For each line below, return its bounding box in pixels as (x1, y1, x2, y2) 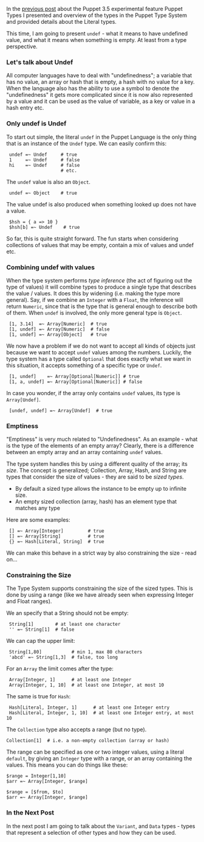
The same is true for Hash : (6, 693, 71, 700)
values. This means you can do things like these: (6, 761, 128, 769)
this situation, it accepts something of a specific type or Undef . (6, 362, 162, 369)
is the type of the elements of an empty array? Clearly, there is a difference (6, 442, 194, 449)
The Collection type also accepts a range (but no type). (6, 726, 147, 733)
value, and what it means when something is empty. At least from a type (6, 37, 187, 43)
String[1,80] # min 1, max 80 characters (8, 649, 143, 655)
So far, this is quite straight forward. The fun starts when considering (6, 234, 179, 242)
